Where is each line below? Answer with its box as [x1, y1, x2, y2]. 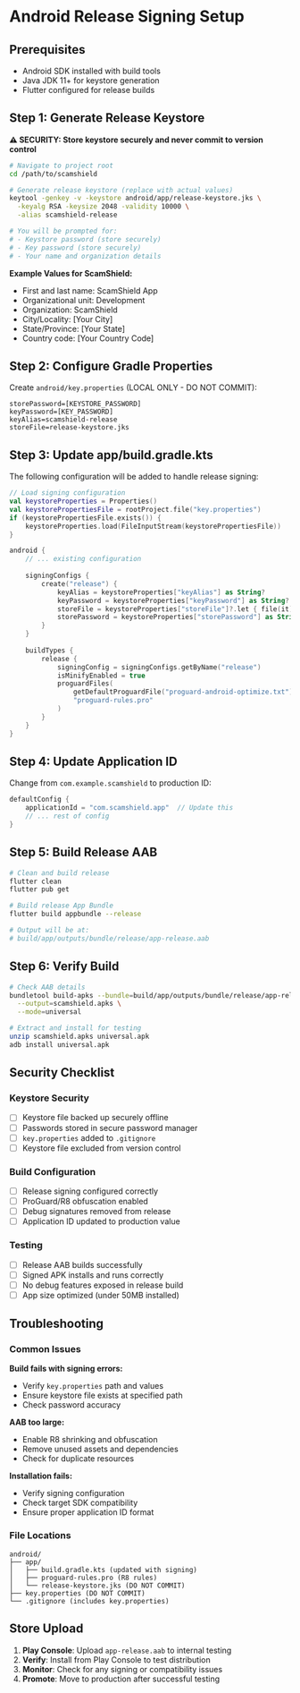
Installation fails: [9, 1470, 73, 1482]
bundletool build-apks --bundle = [9, 991, 134, 1000]
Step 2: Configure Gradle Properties [9, 358, 213, 373]
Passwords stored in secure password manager [21, 1122, 198, 1133]
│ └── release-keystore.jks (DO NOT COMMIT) [9, 1581, 186, 1590]
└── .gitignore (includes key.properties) [9, 1596, 170, 1605]
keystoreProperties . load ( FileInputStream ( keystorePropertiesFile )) [25, 522, 281, 531]
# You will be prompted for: [9, 226, 118, 236]
